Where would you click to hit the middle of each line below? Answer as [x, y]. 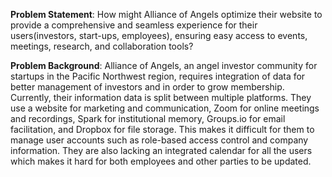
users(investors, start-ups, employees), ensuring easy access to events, [159, 35]
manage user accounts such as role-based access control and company [159, 140]
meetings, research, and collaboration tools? [102, 46]
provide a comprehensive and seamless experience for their [134, 25]
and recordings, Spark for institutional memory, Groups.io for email [148, 118]
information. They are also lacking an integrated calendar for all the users [161, 150]
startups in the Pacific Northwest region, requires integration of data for [158, 76]
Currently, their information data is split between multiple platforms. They [161, 97]
